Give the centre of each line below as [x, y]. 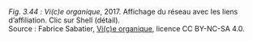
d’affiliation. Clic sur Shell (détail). [64, 20]
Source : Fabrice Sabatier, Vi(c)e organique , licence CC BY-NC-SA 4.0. [126, 29]
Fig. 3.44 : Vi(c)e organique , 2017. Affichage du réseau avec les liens [123, 12]
